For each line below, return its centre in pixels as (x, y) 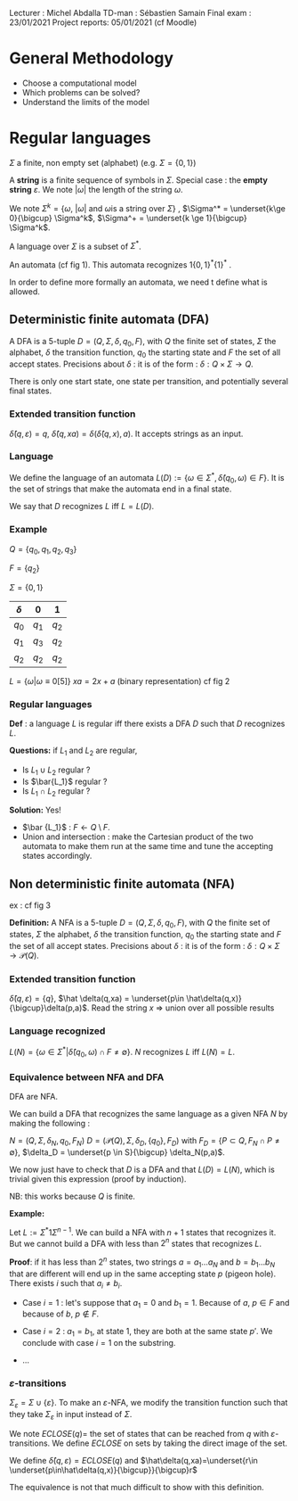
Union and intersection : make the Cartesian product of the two (137, 837)
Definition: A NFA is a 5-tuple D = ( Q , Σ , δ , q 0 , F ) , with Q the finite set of (140, 924)
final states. (30, 391)
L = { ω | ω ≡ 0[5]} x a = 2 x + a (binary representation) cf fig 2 (120, 680)
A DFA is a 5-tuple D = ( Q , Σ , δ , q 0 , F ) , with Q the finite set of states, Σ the (143, 342)
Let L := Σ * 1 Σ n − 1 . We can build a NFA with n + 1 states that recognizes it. (143, 1232)
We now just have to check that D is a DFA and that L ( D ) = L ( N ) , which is (142, 1169)
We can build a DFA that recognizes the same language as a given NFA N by (149, 1114)
